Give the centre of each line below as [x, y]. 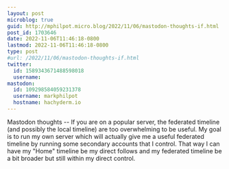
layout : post [26, 13]
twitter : [20, 64]
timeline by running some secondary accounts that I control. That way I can [114, 144]
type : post [23, 52]
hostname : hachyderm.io [47, 103]
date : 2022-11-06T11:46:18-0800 [53, 39]
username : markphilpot [46, 96]
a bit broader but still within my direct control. [71, 158]
